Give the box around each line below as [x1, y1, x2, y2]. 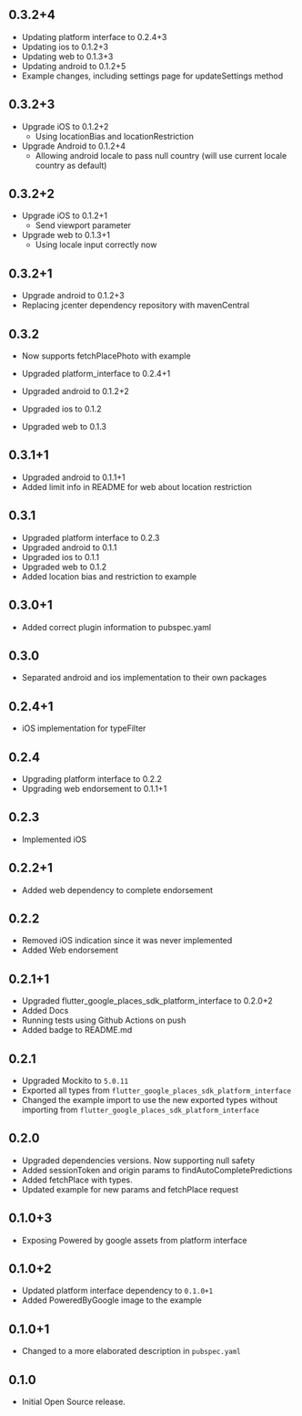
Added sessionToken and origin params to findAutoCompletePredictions [21, 1164, 293, 1175]
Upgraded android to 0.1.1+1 [21, 472, 126, 483]
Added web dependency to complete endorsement [21, 884, 214, 895]
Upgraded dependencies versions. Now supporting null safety [21, 1154, 256, 1166]
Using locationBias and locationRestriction [35, 130, 195, 141]
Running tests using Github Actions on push [21, 1015, 186, 1026]
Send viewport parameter [35, 220, 132, 231]
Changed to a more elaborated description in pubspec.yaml [21, 1346, 242, 1357]
